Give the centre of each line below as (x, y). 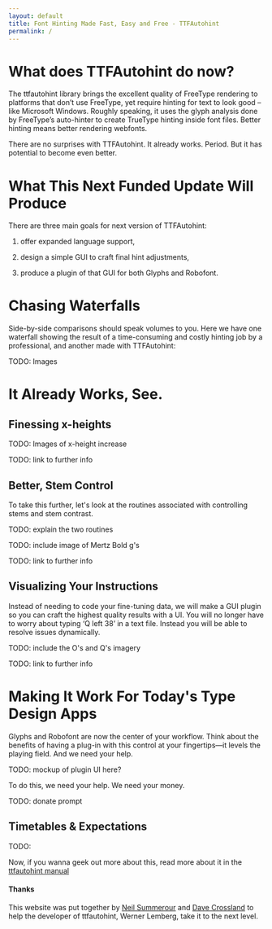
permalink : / (30, 31)
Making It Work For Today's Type (122, 696)
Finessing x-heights (60, 424)
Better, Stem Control (61, 485)
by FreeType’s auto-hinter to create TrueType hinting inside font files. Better (135, 120)
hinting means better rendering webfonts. (78, 129)
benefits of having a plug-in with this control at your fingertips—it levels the (135, 745)
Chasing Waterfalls (74, 306)
